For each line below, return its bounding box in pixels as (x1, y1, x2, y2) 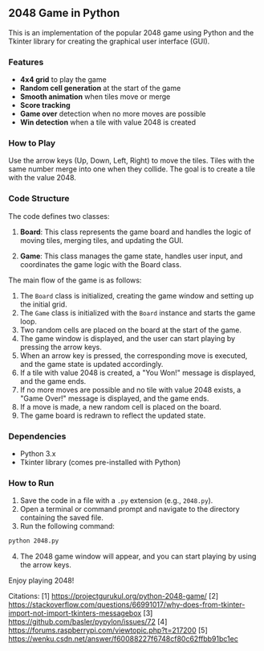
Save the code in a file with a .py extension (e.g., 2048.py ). (19, 496, 213, 505)
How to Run (8, 477, 55, 488)
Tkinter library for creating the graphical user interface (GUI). (8, 36, 210, 46)
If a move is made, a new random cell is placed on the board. (19, 402, 222, 411)
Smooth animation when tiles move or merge (19, 92, 171, 101)
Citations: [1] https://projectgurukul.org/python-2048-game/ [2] (8, 591, 219, 601)
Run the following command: (19, 521, 115, 531)
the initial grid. (19, 299, 67, 309)
